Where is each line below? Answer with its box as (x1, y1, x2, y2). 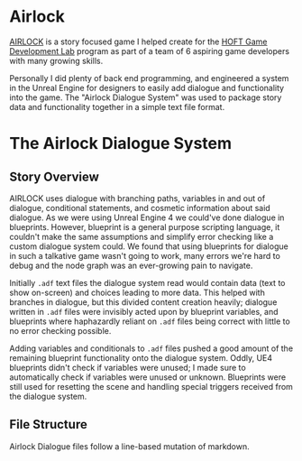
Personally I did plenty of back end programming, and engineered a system (9, 72, 289, 83)
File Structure (9, 417, 87, 432)
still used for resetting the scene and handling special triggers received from (9, 381, 293, 392)
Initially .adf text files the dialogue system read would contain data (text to (9, 277, 286, 288)
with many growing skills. (9, 55, 104, 66)
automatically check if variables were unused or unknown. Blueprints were (9, 372, 287, 383)
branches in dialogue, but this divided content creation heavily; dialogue (9, 296, 278, 308)
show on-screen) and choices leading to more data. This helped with (9, 287, 266, 298)
